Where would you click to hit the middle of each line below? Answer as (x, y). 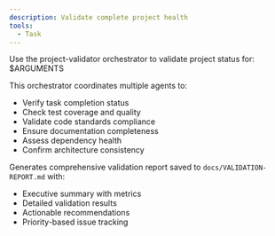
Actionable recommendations (76, 213)
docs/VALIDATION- (235, 168)
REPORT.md (27, 177)
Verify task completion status (75, 103)
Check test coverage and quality (82, 113)
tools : (21, 26)
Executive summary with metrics (82, 194)
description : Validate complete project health (99, 17)
